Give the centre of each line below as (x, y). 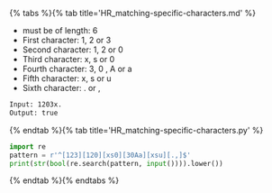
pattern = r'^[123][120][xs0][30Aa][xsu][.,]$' (100, 155)
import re (28, 147)
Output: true (34, 113)
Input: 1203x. (36, 105)
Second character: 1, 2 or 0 (73, 50)
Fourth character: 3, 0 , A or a (77, 69)
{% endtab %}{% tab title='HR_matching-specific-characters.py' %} (136, 130)
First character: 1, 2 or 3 (67, 40)
